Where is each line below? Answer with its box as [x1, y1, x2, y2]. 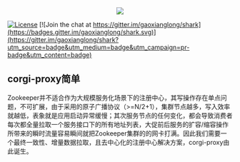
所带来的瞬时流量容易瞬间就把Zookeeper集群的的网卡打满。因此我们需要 [7, 128, 221, 138]
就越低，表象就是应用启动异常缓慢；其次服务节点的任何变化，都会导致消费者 [7, 111, 233, 120]
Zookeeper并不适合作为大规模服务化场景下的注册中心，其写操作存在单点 [7, 93, 221, 102]
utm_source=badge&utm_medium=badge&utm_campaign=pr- [7, 43, 190, 51]
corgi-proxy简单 [7, 73, 81, 85]
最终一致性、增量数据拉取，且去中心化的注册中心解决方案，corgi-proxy [13, 138, 224, 146]
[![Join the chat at [39, 21, 91, 29]
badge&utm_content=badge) [7, 51, 92, 59]
